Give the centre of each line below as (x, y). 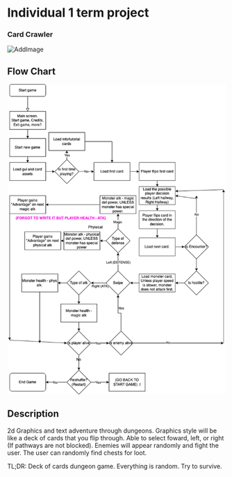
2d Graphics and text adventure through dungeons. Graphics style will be (112, 431)
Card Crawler (30, 35)
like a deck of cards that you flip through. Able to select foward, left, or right (116, 437)
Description (33, 414)
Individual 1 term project (78, 13)
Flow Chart (31, 71)
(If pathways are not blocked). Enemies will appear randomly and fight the (113, 445)
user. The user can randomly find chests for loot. (77, 453)
